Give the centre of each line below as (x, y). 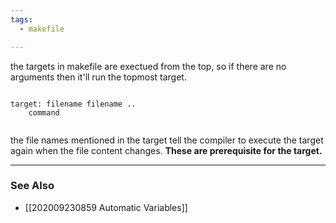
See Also (32, 186)
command (44, 112)
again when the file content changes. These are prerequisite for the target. (166, 150)
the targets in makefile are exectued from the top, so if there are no (148, 66)
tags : (21, 19)
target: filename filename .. (73, 104)
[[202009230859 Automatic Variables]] (106, 207)
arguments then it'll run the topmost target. (98, 77)
